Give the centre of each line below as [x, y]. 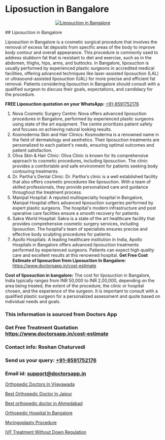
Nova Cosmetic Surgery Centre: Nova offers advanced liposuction [79, 113]
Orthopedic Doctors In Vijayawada [40, 384]
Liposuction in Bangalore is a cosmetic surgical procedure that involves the [81, 42]
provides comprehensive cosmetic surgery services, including [75, 224]
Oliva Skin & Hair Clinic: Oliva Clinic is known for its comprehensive [80, 155]
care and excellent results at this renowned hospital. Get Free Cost [80, 255]
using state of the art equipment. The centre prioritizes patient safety [82, 124]
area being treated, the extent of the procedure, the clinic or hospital [75, 285]
